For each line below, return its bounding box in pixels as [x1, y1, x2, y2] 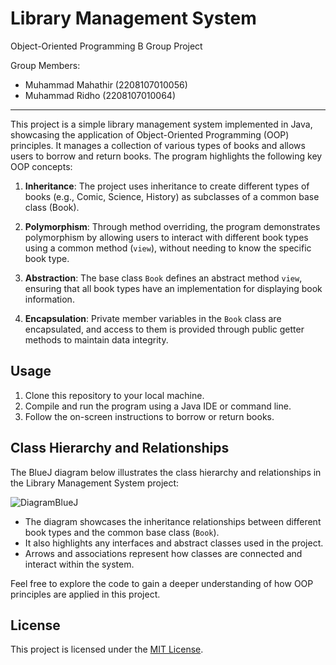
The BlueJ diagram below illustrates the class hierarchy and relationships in [10, 466, 322, 478]
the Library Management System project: [10, 477, 180, 489]
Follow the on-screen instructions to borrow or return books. [24, 410, 275, 422]
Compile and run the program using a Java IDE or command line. [24, 400, 292, 412]
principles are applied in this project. [10, 588, 161, 600]
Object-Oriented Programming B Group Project [10, 40, 203, 52]
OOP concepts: [10, 160, 73, 172]
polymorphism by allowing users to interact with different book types [24, 231, 309, 243]
